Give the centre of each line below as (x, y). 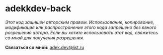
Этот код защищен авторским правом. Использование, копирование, (80, 22)
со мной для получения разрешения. (45, 38)
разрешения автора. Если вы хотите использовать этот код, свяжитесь (81, 32)
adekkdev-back (38, 9)
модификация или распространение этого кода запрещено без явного (81, 27)
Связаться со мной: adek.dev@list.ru (45, 47)
